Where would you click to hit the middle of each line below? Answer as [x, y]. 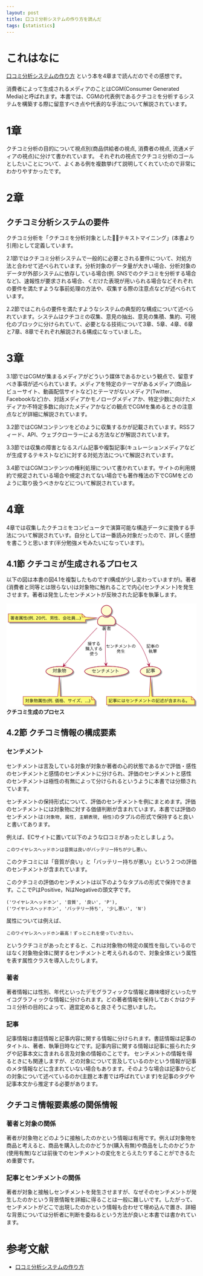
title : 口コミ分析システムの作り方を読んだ [54, 19]
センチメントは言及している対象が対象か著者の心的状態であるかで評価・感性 [101, 766]
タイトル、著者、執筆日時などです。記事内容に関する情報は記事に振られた [99, 1046]
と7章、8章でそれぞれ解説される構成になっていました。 [76, 332]
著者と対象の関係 [31, 1123]
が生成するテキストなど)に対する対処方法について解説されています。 [92, 455]
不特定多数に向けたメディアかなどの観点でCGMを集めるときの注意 [110, 407]
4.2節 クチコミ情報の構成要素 [61, 733]
